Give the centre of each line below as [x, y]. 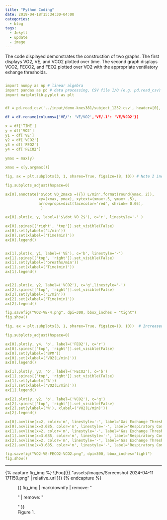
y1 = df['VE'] [20, 135]
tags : [11, 28]
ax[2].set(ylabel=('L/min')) [35, 294]
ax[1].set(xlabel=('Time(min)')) [40, 267]
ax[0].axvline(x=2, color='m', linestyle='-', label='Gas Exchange [77, 422]
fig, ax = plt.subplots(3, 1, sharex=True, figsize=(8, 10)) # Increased [84, 326]
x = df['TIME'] [21, 126]
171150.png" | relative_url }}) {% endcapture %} [53, 478]
